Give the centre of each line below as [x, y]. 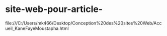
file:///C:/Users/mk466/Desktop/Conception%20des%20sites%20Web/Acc [83, 23]
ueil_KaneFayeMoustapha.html [37, 28]
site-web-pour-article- [54, 9]
